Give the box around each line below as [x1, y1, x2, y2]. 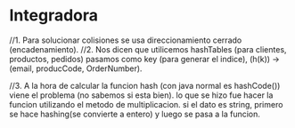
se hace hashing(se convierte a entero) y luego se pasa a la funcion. [9, 108, 261, 119]
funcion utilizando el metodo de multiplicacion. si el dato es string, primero [9, 99, 283, 109]
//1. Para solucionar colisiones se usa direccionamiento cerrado [9, 35, 242, 45]
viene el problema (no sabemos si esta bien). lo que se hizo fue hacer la [9, 90, 274, 100]
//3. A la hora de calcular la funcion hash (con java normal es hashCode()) [9, 80, 281, 91]
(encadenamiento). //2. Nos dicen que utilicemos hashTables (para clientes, [9, 44, 287, 54]
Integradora [9, 5, 99, 26]
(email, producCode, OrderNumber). [9, 63, 143, 74]
